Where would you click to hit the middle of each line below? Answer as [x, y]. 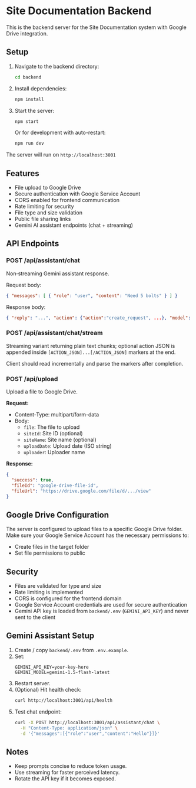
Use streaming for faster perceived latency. [67, 773]
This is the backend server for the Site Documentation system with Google [96, 27]
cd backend [28, 77]
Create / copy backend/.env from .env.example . [71, 650]
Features [23, 173]
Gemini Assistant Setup [50, 636]
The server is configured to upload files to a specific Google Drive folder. [94, 529]
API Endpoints [33, 244]
